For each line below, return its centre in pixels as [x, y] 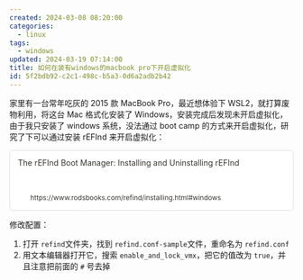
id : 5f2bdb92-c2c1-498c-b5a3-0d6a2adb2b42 [90, 77]
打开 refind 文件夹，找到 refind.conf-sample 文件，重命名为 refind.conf [156, 243]
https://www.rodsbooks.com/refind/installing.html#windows [126, 198]
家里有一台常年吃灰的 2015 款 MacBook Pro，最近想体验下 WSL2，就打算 [146, 103]
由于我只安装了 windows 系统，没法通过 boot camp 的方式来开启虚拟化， [145, 125]
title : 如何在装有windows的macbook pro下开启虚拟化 [100, 68]
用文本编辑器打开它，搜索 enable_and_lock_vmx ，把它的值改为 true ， [150, 255]
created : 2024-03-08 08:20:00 [66, 18]
